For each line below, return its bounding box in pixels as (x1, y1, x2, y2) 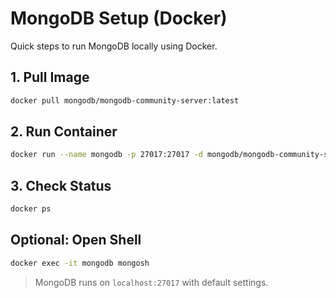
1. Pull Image (10, 69, 90, 86)
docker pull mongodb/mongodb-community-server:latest (10, 95, 240, 106)
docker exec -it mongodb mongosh (10, 258, 150, 268)
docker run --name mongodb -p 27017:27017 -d (10, 150, 203, 160)
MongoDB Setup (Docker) (10, 7, 228, 30)
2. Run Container (10, 123, 118, 141)
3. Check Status (10, 177, 112, 194)
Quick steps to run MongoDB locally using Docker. (10, 40, 218, 52)
